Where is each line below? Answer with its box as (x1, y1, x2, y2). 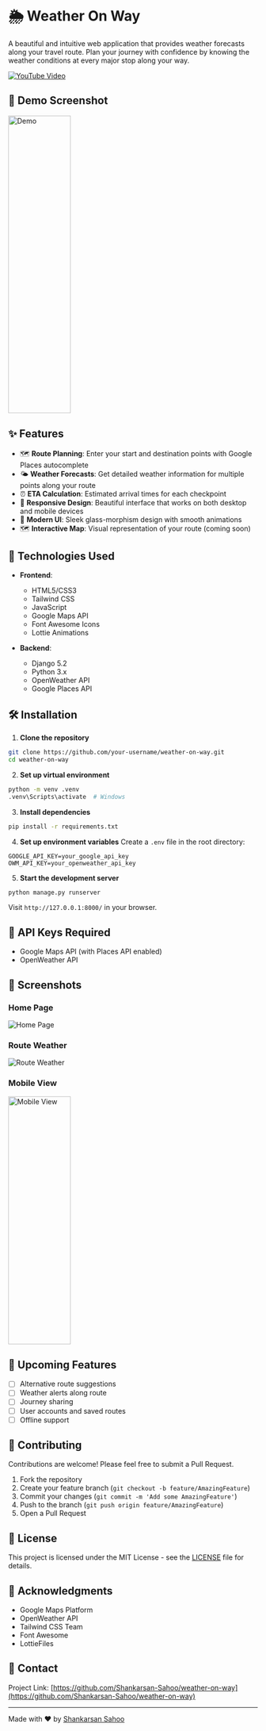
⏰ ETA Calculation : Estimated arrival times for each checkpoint (19, 489, 227, 498)
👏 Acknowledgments (8, 1584, 113, 1598)
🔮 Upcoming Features (8, 1358, 117, 1372)
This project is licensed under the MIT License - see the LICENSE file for (8, 1553, 244, 1562)
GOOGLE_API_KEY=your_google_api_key (8, 852, 129, 860)
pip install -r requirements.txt (8, 823, 119, 831)
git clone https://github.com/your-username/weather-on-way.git (8, 748, 225, 757)
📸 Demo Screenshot (8, 94, 108, 108)
